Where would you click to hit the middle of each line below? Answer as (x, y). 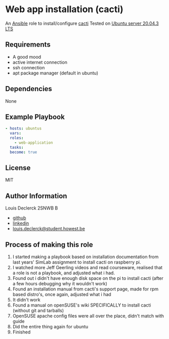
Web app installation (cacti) (64, 9)
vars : (16, 133)
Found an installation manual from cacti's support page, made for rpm (85, 289)
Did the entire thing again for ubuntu (50, 327)
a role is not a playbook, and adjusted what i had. (64, 273)
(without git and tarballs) (38, 311)
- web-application (34, 143)
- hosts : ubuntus (24, 129)
